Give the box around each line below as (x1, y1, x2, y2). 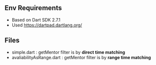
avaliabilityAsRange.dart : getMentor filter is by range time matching (11, 54, 151, 60)
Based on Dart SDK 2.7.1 (11, 17, 61, 22)
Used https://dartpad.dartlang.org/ (11, 22, 82, 28)
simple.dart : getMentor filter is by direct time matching (11, 49, 125, 55)
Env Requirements (4, 4, 62, 12)
